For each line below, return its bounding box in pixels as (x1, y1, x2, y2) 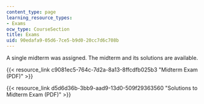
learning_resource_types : (6, 15, 72, 21)
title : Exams (6, 32, 40, 38)
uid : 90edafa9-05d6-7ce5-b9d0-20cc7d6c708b (6, 37, 119, 43)
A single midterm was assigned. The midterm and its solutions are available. (6, 54, 198, 61)
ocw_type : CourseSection (6, 26, 70, 32)
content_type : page (6, 9, 56, 15)
